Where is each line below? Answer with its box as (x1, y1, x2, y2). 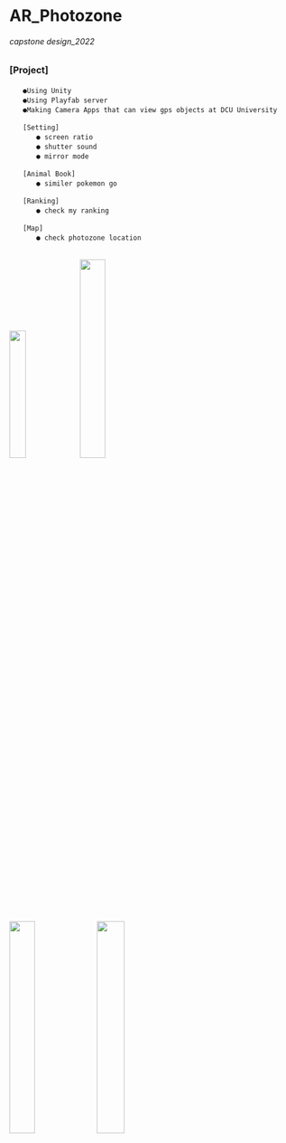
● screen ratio (35, 132, 93, 141)
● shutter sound (35, 142, 97, 151)
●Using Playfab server (22, 96, 108, 105)
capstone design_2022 (9, 35, 95, 46)
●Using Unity (22, 86, 72, 95)
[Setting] (22, 123, 60, 132)
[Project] (9, 64, 50, 77)
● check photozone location (35, 233, 142, 243)
